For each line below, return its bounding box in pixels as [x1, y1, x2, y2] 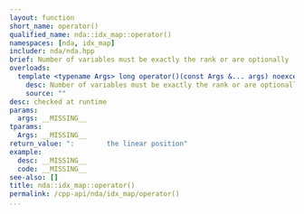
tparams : [9, 123, 43, 132]
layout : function [9, 13, 75, 23]
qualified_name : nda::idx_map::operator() [9, 30, 172, 39]
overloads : [9, 64, 51, 73]
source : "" [25, 88, 67, 98]
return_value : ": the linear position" [9, 139, 188, 148]
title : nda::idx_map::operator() [9, 181, 136, 191]
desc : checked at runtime [9, 97, 107, 107]
